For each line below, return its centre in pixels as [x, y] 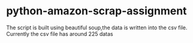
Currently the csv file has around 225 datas [60, 33]
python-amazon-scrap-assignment [96, 11]
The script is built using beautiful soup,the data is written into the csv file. [97, 27]
